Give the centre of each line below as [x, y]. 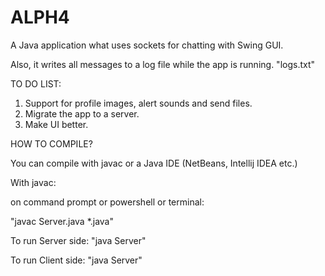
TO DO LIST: [36, 83]
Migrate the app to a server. [82, 113]
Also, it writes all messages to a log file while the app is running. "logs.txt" [163, 64]
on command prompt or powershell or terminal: [107, 202]
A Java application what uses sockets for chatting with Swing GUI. [147, 45]
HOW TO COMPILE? [51, 143]
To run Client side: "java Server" [76, 260]
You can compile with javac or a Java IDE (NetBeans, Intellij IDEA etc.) [154, 163]
